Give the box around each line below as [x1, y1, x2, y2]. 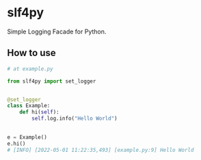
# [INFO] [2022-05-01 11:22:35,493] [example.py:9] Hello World [7, 146, 194, 153]
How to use [7, 47, 56, 59]
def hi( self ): [19, 109, 59, 116]
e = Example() [7, 133, 48, 141]
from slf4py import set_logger [7, 77, 96, 85]
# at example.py [7, 65, 53, 72]
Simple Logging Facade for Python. [7, 27, 107, 36]
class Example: [7, 103, 51, 109]
